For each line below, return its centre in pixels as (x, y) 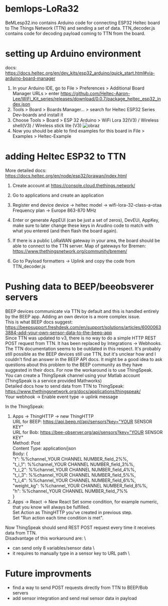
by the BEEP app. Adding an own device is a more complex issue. (73, 316)
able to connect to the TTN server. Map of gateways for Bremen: (79, 246)
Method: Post (26, 443)
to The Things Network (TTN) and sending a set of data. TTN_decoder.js (80, 28)
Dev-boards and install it (38, 115)
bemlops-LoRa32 (42, 9)
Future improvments (48, 573)
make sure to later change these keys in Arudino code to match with (83, 225)
